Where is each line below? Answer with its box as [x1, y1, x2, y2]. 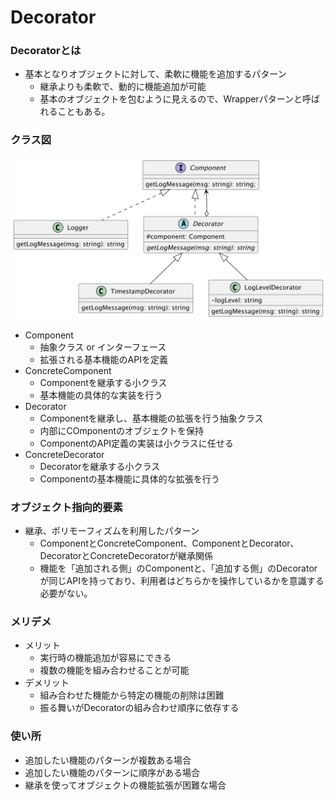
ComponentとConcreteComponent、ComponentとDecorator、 [39, 537, 300, 549]
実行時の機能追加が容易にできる [39, 652, 172, 664]
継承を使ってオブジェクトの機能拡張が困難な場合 [24, 779, 227, 791]
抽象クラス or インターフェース [39, 341, 167, 353]
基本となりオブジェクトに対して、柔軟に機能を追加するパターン [24, 68, 287, 80]
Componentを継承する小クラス [39, 376, 168, 388]
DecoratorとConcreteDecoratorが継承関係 [39, 549, 214, 561]
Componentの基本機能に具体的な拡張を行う [39, 472, 220, 485]
